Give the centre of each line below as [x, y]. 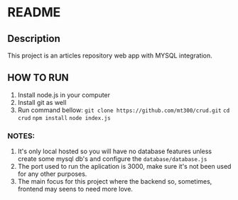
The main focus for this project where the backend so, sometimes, [115, 182]
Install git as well [42, 102]
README [34, 12]
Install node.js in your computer [64, 95]
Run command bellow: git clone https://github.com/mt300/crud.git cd [124, 110]
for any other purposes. [52, 174]
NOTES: [21, 135]
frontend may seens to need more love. [75, 189]
